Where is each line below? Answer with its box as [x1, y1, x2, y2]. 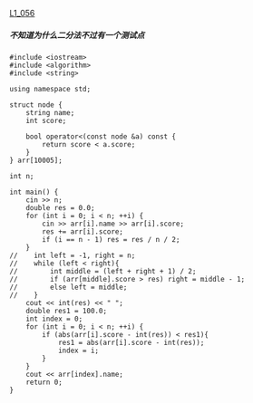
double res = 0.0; [25, 203, 95, 212]
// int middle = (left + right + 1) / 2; [9, 266, 197, 275]
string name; [25, 108, 75, 117]
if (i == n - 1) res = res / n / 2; [42, 235, 180, 244]
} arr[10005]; [9, 156, 63, 165]
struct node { [9, 100, 63, 110]
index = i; [57, 346, 100, 355]
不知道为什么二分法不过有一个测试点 [9, 29, 145, 40]
